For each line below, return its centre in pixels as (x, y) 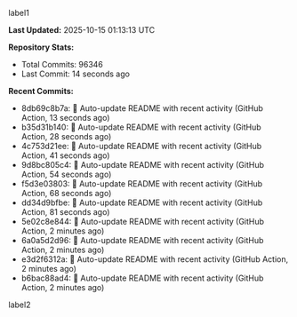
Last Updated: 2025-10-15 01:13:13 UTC (82, 30)
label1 (19, 13)
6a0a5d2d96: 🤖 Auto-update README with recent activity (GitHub (142, 240)
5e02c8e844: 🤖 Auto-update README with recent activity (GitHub (142, 222)
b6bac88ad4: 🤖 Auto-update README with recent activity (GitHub (142, 278)
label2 (20, 305)
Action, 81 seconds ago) (65, 212)
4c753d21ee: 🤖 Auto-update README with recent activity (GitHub (141, 146)
